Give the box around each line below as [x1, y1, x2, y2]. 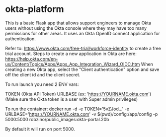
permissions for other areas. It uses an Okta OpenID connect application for [5, 30, 160, 36]
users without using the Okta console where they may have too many [5, 25, 147, 31]
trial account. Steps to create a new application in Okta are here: [5, 51, 137, 57]
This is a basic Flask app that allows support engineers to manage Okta [5, 20, 152, 26]
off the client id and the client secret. [5, 71, 81, 77]
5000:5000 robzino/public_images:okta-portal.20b [5, 116, 109, 122]
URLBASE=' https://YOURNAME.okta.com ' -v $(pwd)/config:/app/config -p [5, 111, 158, 117]
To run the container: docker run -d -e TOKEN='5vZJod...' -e [5, 106, 129, 112]
